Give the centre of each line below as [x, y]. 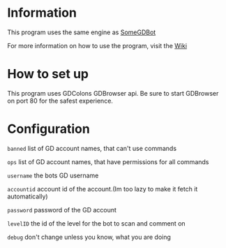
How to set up [48, 74]
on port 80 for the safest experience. [60, 101]
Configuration [49, 129]
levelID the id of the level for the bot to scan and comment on [97, 223]
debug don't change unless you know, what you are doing [89, 237]
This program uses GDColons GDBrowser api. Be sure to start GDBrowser [113, 93]
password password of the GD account [62, 210]
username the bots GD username [53, 175]
